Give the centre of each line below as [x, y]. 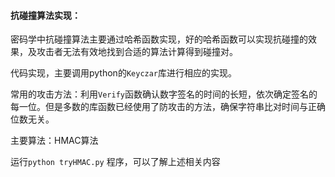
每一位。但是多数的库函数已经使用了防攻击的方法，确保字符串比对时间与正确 [168, 107]
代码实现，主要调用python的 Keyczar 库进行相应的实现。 [124, 73]
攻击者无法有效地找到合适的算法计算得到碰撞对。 [137, 52]
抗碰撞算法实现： [45, 15]
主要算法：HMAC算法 [54, 141]
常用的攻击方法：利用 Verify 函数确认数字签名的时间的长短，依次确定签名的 [164, 94]
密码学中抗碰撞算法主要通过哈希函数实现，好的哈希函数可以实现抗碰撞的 [159, 39]
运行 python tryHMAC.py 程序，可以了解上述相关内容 [115, 162]
